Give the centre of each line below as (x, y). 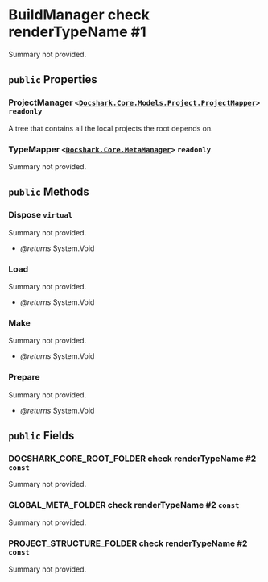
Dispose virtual (41, 215)
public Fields (41, 436)
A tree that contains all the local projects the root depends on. (111, 128)
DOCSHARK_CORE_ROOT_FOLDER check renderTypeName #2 (132, 459)
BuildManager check (79, 15)
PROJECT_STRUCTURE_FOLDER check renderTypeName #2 (128, 543)
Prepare (24, 377)
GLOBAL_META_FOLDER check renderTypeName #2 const (124, 505)
